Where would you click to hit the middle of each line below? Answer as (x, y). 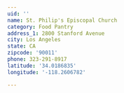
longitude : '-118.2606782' (47, 72)
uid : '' (19, 14)
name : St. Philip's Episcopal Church (62, 20)
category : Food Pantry (40, 27)
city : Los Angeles (34, 40)
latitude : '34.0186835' (42, 66)
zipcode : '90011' (33, 53)
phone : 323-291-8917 (37, 59)
